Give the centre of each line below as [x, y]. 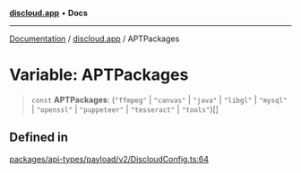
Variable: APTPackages [99, 75]
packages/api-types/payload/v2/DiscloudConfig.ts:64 [109, 159]
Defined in [39, 138]
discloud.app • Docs [48, 13]
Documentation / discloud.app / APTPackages [95, 39]
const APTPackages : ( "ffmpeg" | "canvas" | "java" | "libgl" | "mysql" [159, 99]
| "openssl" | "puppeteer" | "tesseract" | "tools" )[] [125, 109]
